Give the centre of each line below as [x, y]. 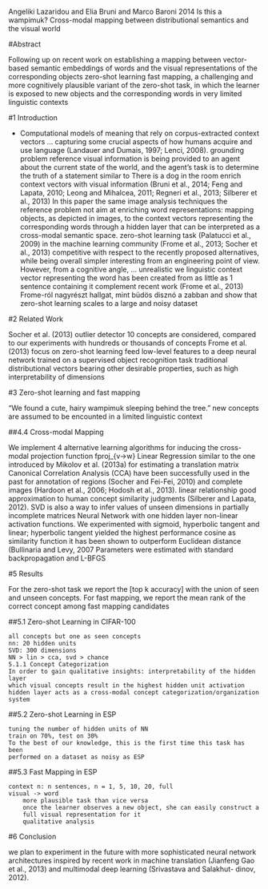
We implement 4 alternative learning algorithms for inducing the [113, 447]
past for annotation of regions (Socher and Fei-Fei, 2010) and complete [126, 481]
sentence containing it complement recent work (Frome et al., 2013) [132, 286]
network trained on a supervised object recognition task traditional [118, 360]
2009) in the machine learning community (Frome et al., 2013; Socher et [138, 244]
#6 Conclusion [32, 837]
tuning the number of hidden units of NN [78, 729]
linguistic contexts [38, 102]
